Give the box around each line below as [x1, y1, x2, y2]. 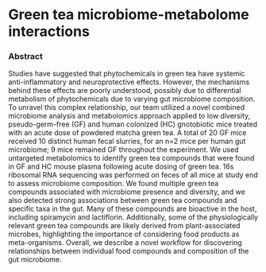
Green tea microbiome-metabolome [8, 6, 249, 24]
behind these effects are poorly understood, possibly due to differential [8, 86, 241, 95]
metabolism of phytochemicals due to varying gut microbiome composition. [8, 94, 256, 104]
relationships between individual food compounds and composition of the [8, 247, 249, 256]
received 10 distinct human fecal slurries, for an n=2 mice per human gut [8, 137, 246, 146]
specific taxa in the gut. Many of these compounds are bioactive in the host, [8, 204, 257, 214]
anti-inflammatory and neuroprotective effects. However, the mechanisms [8, 77, 250, 87]
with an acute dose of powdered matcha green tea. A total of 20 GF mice [8, 128, 247, 138]
